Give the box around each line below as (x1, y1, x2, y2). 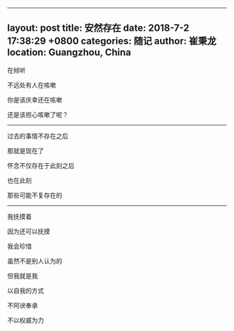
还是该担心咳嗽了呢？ (7, 110, 68, 118)
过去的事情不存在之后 (7, 132, 68, 140)
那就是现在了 (7, 146, 44, 155)
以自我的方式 (7, 286, 44, 295)
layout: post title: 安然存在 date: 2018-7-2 (7, 22, 189, 34)
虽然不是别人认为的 (7, 256, 63, 265)
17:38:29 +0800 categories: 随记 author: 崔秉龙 (7, 36, 217, 47)
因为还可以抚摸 (7, 227, 50, 236)
